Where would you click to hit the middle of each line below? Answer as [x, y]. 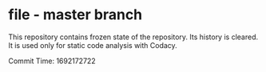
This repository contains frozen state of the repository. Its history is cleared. [133, 37]
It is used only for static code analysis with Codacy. [93, 45]
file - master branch [75, 15]
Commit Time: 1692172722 [52, 61]
